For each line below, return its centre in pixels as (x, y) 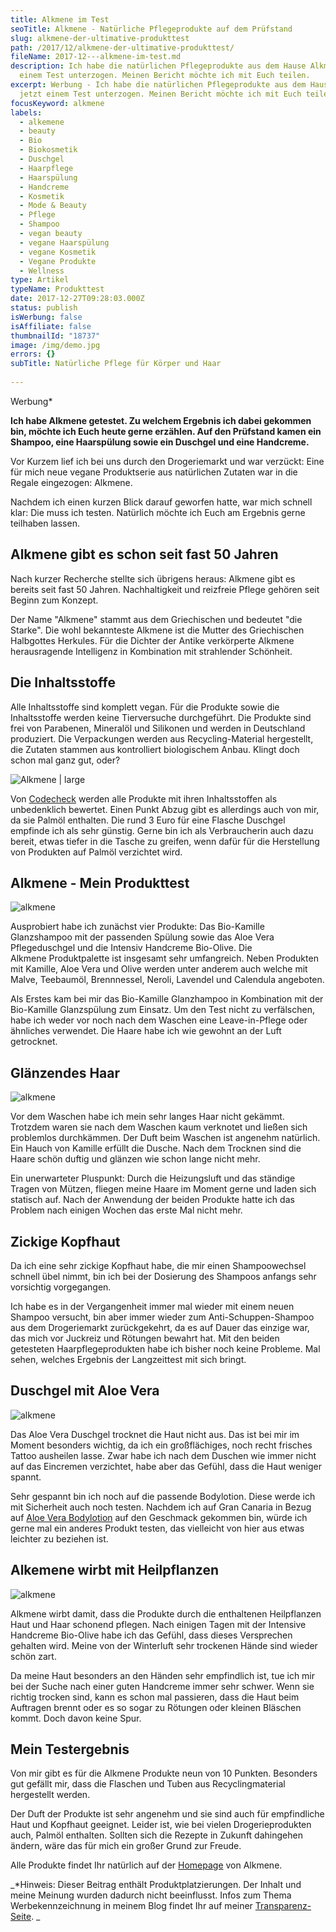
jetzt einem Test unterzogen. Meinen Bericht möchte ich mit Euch (160, 94)
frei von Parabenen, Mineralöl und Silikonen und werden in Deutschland (158, 728)
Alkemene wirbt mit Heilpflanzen (114, 1570)
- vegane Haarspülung (64, 242)
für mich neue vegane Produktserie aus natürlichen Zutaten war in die (154, 472)
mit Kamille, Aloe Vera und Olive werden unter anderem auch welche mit (159, 969)
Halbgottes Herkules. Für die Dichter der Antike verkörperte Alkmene (152, 640)
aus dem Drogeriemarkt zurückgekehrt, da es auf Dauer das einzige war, (160, 1327)
